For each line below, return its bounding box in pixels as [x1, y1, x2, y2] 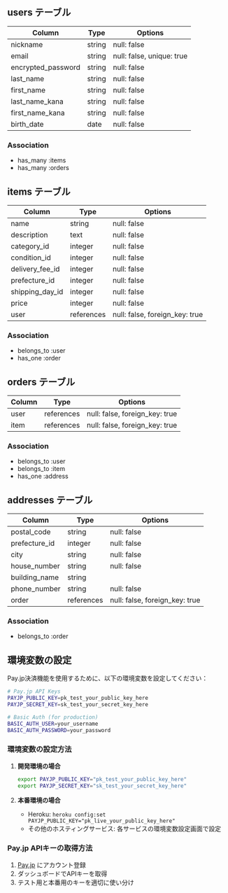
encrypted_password [10, 62, 80, 72]
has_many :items [17, 156, 66, 164]
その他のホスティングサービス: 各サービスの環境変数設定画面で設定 [27, 824, 222, 833]
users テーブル [7, 6, 71, 19]
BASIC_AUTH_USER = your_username [7, 720, 99, 727]
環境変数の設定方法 [7, 745, 72, 754]
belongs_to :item [17, 465, 66, 473]
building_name [10, 572, 59, 582]
